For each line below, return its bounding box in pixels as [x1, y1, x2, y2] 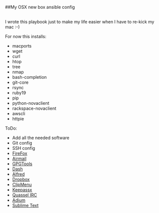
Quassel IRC [12, 192, 37, 198]
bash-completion [12, 74, 47, 80]
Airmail [12, 156, 27, 161]
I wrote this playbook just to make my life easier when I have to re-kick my [5, 19, 155, 24]
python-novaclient [12, 100, 49, 106]
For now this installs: [5, 34, 46, 39]
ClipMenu [12, 182, 32, 188]
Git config [12, 140, 32, 146]
